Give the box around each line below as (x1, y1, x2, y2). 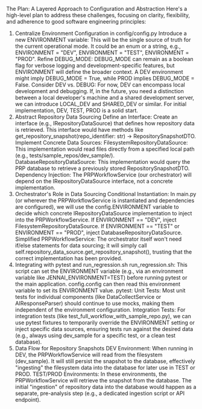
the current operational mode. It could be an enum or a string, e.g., (14, 42, 181, 50)
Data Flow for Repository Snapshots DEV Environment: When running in (14, 345, 194, 352)
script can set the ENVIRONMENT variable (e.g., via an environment (14, 267, 184, 275)
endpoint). (14, 396, 41, 403)
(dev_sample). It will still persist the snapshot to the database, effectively (14, 358, 195, 365)
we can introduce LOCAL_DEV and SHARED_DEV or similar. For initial (14, 100, 187, 108)
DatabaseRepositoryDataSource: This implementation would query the (14, 159, 191, 165)
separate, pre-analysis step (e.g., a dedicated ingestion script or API (14, 390, 185, 397)
